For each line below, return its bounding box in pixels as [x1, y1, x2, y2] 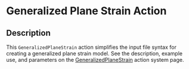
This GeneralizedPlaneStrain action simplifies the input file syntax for [6, 43, 177, 51]
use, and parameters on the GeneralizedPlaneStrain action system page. [6, 57, 184, 63]
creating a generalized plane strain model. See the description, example [6, 50, 183, 57]
